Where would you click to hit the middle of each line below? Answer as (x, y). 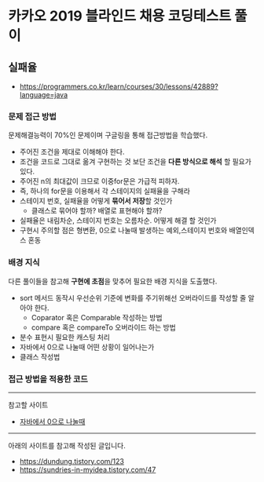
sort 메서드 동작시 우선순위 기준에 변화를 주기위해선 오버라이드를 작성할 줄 (133, 298)
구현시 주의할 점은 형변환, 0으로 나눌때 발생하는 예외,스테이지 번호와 (123, 230)
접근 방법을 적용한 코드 (48, 379)
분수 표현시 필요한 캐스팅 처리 (64, 337)
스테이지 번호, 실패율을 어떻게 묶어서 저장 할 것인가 (96, 201)
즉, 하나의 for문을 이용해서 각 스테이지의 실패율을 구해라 (105, 191)
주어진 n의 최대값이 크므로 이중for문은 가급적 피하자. (99, 181)
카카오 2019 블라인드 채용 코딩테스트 (120, 16)
